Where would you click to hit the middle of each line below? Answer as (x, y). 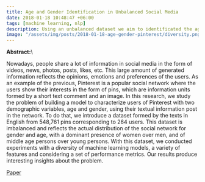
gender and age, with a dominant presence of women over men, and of (96, 135)
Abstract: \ (20, 52)
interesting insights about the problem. (55, 161)
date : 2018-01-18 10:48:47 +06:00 (50, 18)
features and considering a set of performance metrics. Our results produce (102, 154)
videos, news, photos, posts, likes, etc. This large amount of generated (95, 70)
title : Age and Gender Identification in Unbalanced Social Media (92, 12)
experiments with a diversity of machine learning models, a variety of (93, 148)
